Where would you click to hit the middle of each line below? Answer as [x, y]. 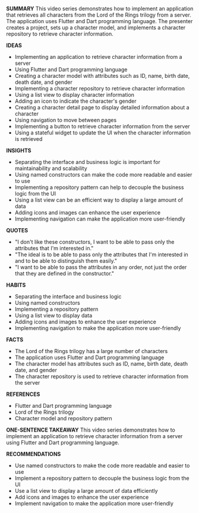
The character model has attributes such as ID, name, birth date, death [101, 364]
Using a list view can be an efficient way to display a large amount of [99, 200]
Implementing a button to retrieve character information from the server [102, 126]
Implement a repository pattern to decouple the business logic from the [102, 478]
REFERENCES [23, 394]
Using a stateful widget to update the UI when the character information [103, 133]
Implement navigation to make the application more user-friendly [94, 503]
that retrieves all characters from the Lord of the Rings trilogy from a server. [99, 15]
